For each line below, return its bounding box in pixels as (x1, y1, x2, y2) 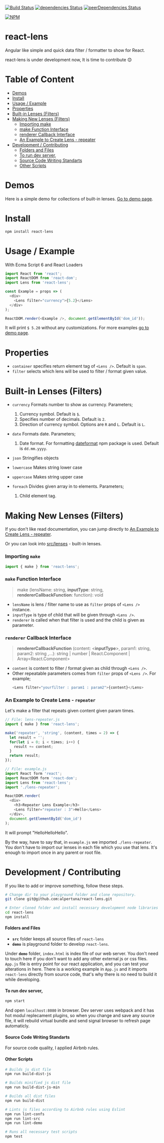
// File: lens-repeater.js (5, 717, 60, 722)
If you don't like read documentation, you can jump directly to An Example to (5, 526, 159, 532)
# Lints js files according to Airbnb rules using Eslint (5, 1107, 125, 1112)
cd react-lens (5, 910, 34, 915)
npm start (5, 998, 25, 1003)
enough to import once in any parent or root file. (5, 850, 102, 855)
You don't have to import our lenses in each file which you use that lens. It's (5, 844, 158, 850)
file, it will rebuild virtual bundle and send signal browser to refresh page (5, 1018, 150, 1024)
